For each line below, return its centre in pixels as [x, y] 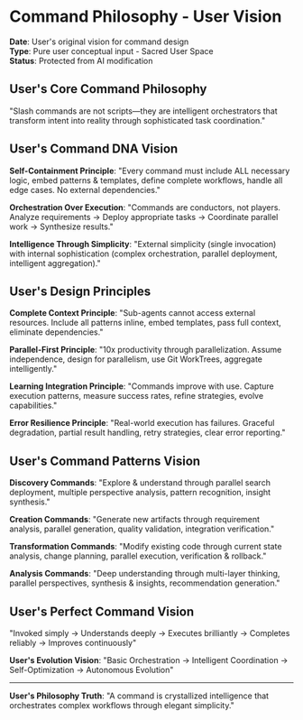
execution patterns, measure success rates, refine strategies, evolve [137, 396]
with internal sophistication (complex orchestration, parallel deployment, [143, 254]
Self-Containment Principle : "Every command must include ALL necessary [150, 171]
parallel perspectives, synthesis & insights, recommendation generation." [145, 583]
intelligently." [33, 369]
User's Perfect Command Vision [102, 611]
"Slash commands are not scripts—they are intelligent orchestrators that [143, 111]
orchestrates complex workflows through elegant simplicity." [122, 705]
